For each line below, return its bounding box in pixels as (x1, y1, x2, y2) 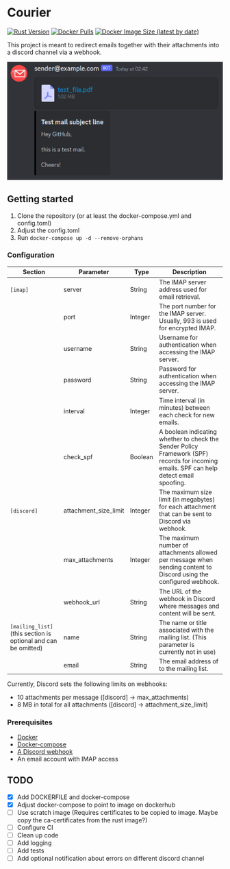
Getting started (7, 193, 74, 205)
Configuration (7, 250, 55, 260)
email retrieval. (159, 293, 201, 301)
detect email (159, 471, 194, 479)
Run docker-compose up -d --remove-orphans (16, 233, 144, 241)
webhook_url (64, 598, 101, 607)
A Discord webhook (16, 747, 73, 755)
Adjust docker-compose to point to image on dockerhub (16, 800, 176, 809)
